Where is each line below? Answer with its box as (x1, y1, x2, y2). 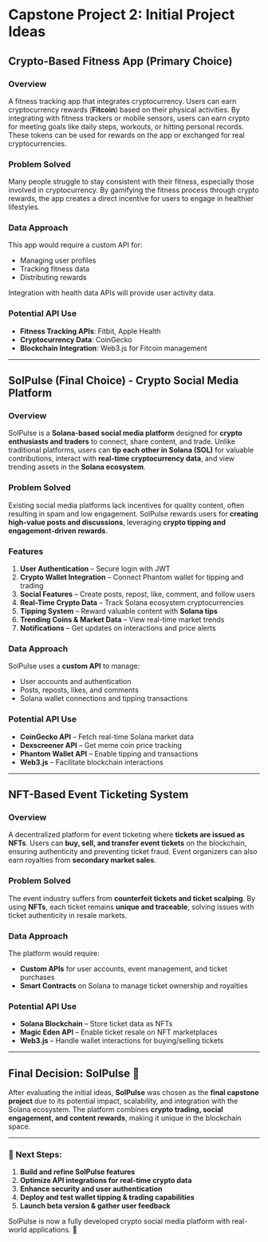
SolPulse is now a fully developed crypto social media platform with (8, 1216, 231, 1226)
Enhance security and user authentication (19, 1184, 163, 1194)
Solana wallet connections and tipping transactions (19, 694, 188, 703)
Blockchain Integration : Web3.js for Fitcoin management (19, 343, 207, 353)
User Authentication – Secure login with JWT (19, 564, 171, 574)
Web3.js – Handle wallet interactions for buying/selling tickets (19, 1036, 224, 1046)
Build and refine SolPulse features (19, 1167, 136, 1177)
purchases (19, 972, 55, 982)
